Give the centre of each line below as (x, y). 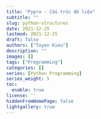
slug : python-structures (37, 23)
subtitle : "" (23, 17)
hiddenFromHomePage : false (40, 101)
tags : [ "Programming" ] (35, 62)
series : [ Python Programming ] (44, 73)
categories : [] (25, 68)
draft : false (23, 40)
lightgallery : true (31, 107)
